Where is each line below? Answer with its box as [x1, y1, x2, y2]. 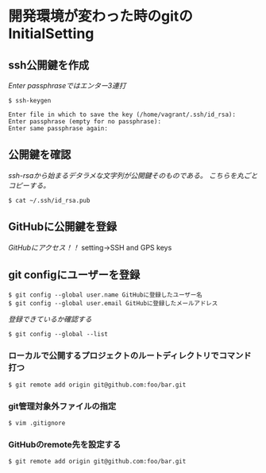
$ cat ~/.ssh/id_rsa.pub [8, 196, 91, 204]
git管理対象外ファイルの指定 [8, 401, 117, 412]
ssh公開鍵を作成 [8, 58, 90, 72]
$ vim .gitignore [8, 419, 66, 428]
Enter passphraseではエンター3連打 [8, 81, 126, 90]
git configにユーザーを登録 [8, 268, 141, 282]
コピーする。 [8, 180, 50, 190]
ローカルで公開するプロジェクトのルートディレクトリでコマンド [8, 351, 252, 362]
